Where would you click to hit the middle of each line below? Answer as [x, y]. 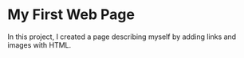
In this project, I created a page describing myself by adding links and [122, 37]
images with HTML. [39, 44]
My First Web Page [71, 15]
